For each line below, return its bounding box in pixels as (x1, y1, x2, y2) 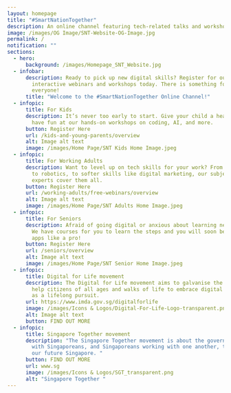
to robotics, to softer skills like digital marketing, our (32, 170, 208, 177)
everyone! (32, 87, 60, 94)
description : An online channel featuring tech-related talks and (7, 23, 201, 30)
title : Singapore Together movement (25, 330, 131, 338)
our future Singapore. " (32, 350, 103, 357)
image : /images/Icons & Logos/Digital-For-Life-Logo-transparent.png (25, 305, 229, 312)
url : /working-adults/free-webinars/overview (25, 190, 158, 196)
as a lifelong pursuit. (32, 292, 100, 299)
